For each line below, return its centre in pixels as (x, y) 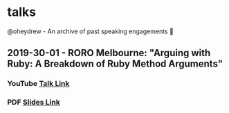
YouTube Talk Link (38, 84)
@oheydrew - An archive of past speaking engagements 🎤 (91, 31)
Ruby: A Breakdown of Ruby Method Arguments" (115, 64)
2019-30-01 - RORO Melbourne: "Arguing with (109, 53)
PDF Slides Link (34, 103)
